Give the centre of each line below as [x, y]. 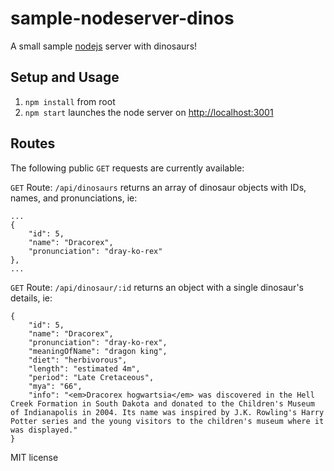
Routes [33, 143]
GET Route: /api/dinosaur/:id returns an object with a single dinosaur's [157, 287]
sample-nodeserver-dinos [122, 18]
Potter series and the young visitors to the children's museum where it [167, 421]
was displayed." [44, 430]
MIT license [34, 457]
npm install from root [70, 101]
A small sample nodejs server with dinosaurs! [104, 46]
